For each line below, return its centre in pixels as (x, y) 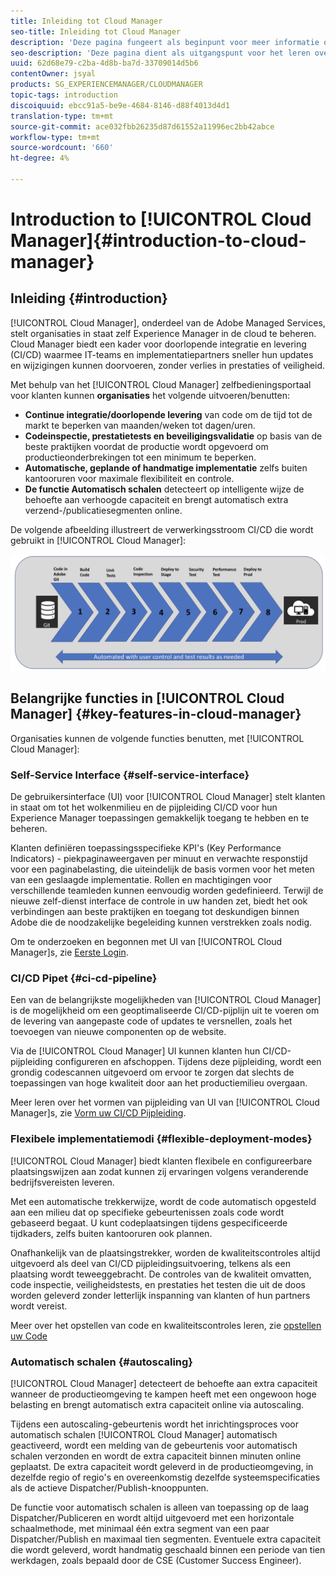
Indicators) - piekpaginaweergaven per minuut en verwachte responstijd (159, 859)
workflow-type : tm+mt (55, 137)
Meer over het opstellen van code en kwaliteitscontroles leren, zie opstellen (166, 1325)
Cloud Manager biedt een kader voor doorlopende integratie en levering (158, 344)
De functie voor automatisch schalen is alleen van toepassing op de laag (160, 1507)
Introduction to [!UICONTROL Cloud (161, 219)
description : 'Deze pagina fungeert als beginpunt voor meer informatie (165, 42)
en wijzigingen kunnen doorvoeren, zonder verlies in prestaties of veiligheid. (168, 365)
